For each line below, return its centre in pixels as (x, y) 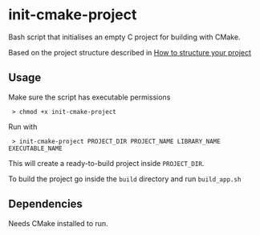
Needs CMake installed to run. (58, 223)
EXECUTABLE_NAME (35, 148)
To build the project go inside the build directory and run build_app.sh (125, 179)
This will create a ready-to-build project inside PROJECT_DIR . (106, 163)
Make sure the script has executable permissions (89, 97)
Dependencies (45, 204)
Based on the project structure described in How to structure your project (130, 52)
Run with (23, 127)
